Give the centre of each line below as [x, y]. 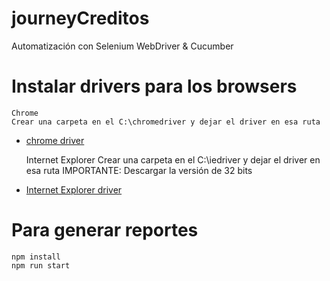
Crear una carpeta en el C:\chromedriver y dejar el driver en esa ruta [166, 122]
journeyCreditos [80, 18]
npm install [36, 257]
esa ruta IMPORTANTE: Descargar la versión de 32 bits [139, 170]
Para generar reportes [105, 230]
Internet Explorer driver [74, 189]
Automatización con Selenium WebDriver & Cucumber [122, 46]
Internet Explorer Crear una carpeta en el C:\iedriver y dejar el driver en [173, 159]
